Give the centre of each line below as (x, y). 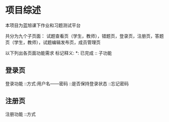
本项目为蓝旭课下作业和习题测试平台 (43, 25)
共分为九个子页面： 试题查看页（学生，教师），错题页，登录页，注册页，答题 (85, 36)
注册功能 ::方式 (21, 114)
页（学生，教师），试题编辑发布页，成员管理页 (53, 42)
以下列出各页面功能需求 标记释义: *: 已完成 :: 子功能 (59, 53)
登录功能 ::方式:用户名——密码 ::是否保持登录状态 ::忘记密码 (67, 83)
